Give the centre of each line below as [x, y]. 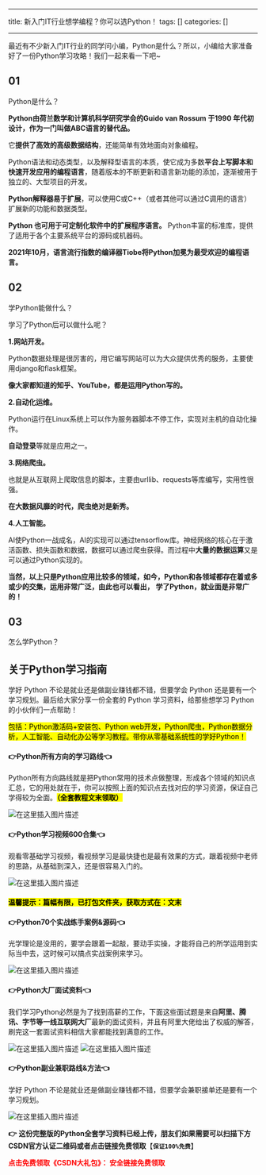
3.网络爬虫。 [29, 462]
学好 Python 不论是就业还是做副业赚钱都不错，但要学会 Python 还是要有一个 [132, 690]
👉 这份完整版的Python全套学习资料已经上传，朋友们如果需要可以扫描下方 [129, 1133]
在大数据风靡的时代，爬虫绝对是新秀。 [70, 506]
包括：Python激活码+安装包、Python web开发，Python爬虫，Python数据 [127, 726]
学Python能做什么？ [41, 307]
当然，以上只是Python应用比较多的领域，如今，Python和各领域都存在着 [126, 576]
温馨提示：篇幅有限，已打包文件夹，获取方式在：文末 [95, 903]
